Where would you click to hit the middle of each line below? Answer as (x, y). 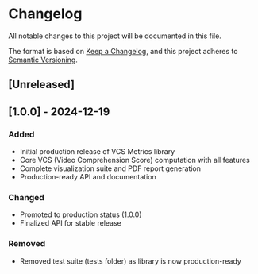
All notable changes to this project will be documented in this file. (115, 36)
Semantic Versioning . (43, 60)
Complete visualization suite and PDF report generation (110, 168)
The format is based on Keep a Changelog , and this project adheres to (123, 51)
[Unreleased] (42, 85)
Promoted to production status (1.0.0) (81, 214)
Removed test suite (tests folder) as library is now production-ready (131, 261)
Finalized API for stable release (70, 223)
